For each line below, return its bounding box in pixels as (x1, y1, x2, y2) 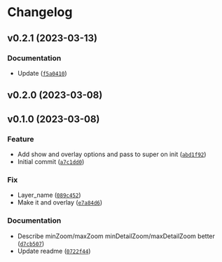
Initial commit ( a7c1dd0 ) (17, 157, 85, 165)
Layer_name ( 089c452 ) (17, 191, 82, 200)
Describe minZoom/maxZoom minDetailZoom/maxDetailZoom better (17, 232, 216, 240)
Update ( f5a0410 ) (17, 69, 68, 77)
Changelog (7, 4, 73, 20)
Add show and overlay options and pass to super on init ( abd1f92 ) (17, 150, 207, 158)
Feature (7, 134, 34, 144)
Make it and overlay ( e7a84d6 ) (17, 198, 103, 207)
